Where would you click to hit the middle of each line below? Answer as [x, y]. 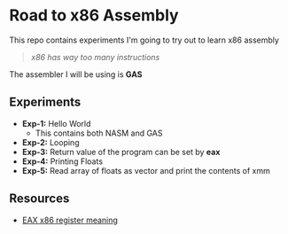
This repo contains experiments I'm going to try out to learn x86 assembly [144, 40]
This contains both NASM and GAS [99, 133]
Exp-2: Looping [51, 142]
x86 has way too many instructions [95, 57]
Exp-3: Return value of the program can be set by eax [121, 152]
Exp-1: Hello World [56, 123]
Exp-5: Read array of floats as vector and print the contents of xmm [146, 170]
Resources [39, 199]
